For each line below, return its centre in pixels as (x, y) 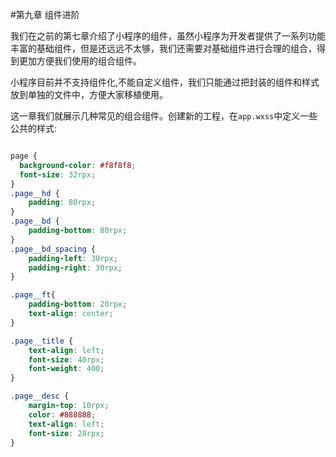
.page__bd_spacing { (53, 249)
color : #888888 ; (62, 414)
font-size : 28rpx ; (66, 433)
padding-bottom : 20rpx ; (78, 304)
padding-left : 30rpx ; (73, 258)
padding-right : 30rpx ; (75, 268)
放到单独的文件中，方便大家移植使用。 (89, 94)
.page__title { (42, 341)
